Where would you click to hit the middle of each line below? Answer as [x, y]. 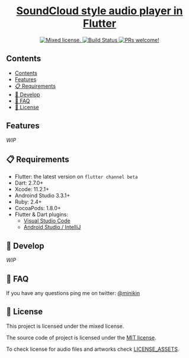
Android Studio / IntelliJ [52, 227]
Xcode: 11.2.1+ [32, 189]
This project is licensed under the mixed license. [65, 326]
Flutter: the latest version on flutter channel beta [76, 177]
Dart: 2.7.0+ [29, 183]
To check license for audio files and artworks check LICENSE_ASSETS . [93, 349]
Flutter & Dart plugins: [41, 214]
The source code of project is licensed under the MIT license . [81, 337]
